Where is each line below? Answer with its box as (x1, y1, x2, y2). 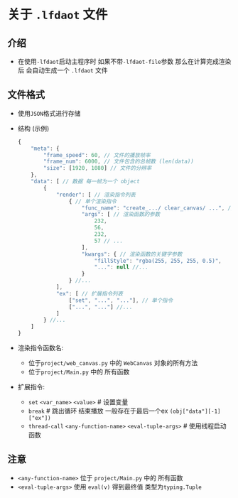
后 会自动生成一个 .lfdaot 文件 (17, 66, 108, 75)
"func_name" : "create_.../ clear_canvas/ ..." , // (81, 204, 234, 212)
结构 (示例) (17, 124, 50, 132)
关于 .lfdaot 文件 (7, 6, 108, 23)
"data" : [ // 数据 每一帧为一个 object (31, 178, 140, 185)
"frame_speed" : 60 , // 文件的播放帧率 (43, 151, 151, 158)
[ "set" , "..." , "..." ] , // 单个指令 (68, 296, 173, 304)
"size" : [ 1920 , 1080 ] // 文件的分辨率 (43, 165, 152, 172)
